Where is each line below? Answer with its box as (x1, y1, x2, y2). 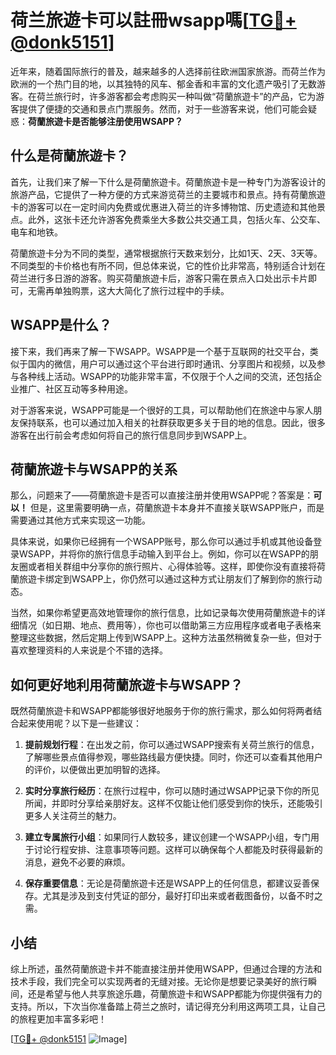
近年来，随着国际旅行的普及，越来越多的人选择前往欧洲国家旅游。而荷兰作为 (10, 65, 326, 77)
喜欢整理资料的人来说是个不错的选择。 (10, 644, 168, 656)
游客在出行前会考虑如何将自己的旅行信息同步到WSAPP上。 (10, 429, 253, 441)
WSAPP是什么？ (10, 317, 112, 334)
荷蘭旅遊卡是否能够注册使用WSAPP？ (28, 115, 183, 127)
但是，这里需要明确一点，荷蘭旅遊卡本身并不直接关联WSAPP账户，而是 (29, 502, 325, 514)
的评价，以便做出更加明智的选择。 (24, 764, 166, 776)
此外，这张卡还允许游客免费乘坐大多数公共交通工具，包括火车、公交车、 (27, 213, 326, 225)
